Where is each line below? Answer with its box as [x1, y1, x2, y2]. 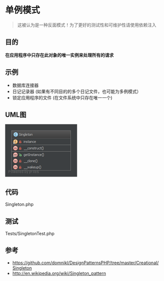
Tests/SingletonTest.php [5, 231, 55, 236]
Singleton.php [5, 201, 34, 207]
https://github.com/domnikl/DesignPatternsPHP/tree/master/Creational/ [12, 260, 159, 266]
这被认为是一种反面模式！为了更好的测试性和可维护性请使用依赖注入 [17, 22, 157, 28]
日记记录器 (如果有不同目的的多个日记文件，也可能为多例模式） [12, 88, 141, 94]
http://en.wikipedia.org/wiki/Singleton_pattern [12, 270, 107, 276]
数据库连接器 [12, 82, 39, 88]
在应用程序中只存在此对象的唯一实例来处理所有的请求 [5, 52, 114, 58]
